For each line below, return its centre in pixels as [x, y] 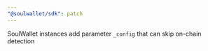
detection [21, 41]
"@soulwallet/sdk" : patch [45, 14]
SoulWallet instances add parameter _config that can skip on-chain [104, 34]
